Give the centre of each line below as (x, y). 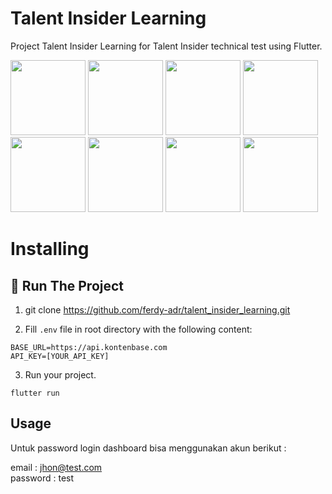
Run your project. (60, 374)
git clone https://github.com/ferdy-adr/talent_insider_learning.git (157, 309)
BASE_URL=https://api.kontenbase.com (89, 347)
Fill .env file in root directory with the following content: (138, 329)
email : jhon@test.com (56, 467)
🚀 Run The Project (67, 285)
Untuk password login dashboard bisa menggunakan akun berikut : (148, 448)
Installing (50, 249)
